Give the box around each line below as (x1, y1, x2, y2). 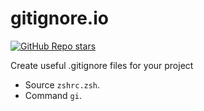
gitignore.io (10, 7, 109, 30)
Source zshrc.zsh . (24, 78, 101, 91)
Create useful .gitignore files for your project (10, 59, 194, 71)
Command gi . (24, 89, 82, 101)
